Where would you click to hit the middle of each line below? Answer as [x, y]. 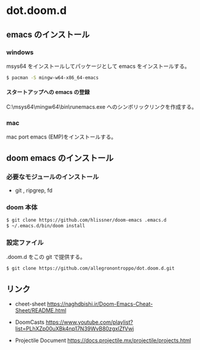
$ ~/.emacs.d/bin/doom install [46, 226]
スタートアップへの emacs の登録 [48, 92]
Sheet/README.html [41, 310]
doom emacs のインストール [60, 158]
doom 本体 [22, 207]
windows [20, 52]
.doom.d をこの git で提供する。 [46, 257]
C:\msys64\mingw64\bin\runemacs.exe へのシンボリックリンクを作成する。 [102, 106]
